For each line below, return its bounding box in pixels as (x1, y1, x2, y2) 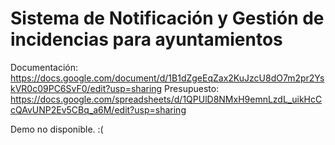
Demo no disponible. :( (10, 123, 104, 135)
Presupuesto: (164, 82, 220, 94)
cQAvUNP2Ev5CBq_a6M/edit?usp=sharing (10, 103, 187, 116)
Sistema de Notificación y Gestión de (10, 7, 325, 30)
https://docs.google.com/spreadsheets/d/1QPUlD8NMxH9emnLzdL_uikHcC (10, 93, 323, 105)
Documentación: (10, 61, 79, 73)
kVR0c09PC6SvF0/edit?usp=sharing (10, 82, 163, 94)
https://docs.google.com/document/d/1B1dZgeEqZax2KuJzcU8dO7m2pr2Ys (10, 72, 325, 84)
